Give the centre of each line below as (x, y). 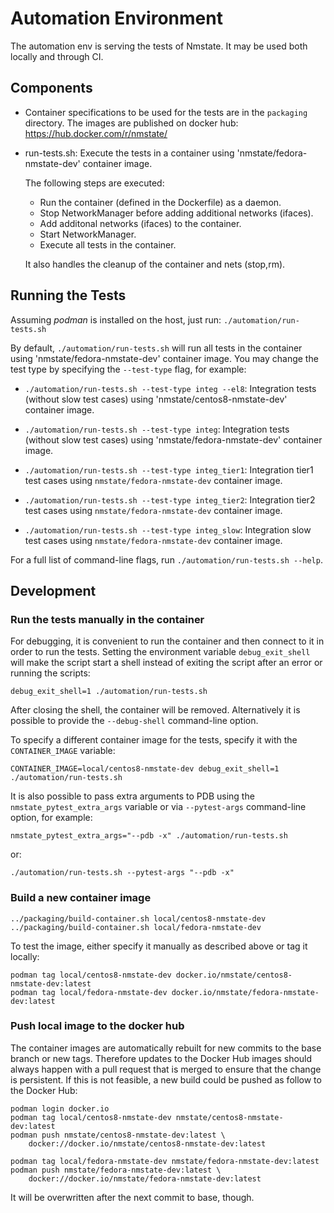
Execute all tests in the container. (108, 244)
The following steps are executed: (94, 183)
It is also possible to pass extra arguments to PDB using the (132, 796)
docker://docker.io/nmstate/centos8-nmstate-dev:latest (147, 1143)
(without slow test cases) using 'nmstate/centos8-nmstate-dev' (156, 399)
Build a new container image (81, 898)
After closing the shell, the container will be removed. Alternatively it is (155, 710)
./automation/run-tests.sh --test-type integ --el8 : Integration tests (170, 388)
